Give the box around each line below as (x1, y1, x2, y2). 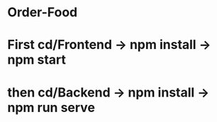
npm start (7, 52, 66, 68)
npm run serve (7, 99, 96, 116)
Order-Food (7, 4, 78, 21)
